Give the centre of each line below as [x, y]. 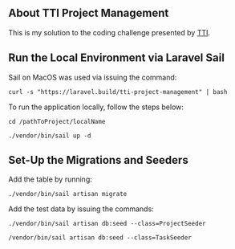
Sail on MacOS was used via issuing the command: [93, 77]
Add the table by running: [50, 179]
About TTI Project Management [89, 13]
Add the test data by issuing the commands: [81, 209]
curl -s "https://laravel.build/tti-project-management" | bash [118, 92]
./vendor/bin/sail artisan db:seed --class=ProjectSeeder [107, 224]
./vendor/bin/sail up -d [50, 136]
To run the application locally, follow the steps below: [96, 107]
